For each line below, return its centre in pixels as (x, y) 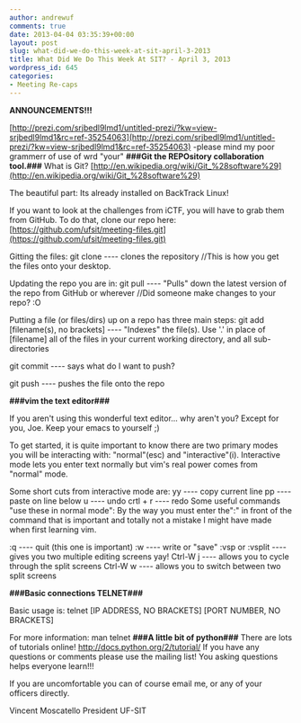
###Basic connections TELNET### (76, 593)
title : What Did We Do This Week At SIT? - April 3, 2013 (120, 59)
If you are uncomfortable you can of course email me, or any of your (136, 683)
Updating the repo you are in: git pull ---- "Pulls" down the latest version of (148, 283)
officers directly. (40, 692)
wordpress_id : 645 (44, 68)
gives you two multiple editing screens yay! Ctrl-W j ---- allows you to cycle (149, 556)
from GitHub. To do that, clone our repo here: (93, 219)
